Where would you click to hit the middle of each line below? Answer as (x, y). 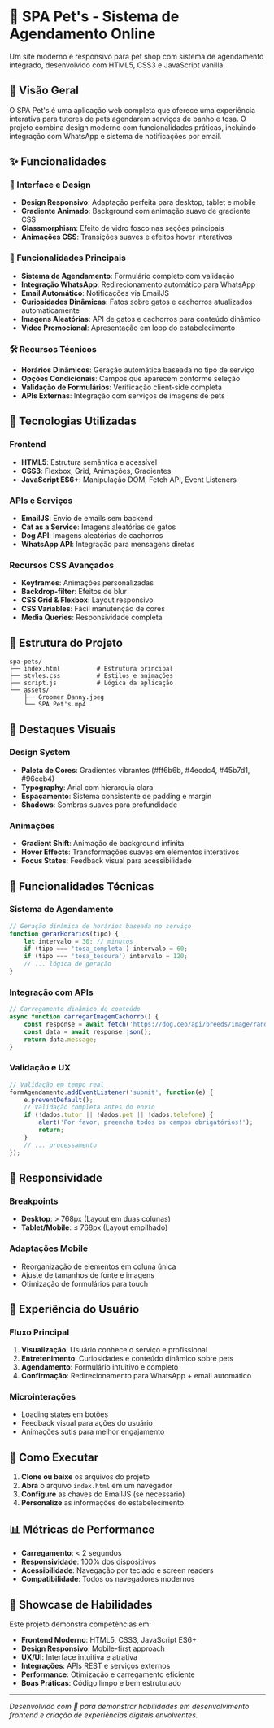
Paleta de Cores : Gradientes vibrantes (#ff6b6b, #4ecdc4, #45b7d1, (135, 770)
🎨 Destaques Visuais (63, 729)
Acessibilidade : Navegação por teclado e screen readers (117, 1570)
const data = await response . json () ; (88, 1031)
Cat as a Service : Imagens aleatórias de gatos (98, 527)
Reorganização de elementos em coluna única (98, 1266)
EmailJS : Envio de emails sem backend (87, 519)
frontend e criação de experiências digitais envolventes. (104, 1715)
